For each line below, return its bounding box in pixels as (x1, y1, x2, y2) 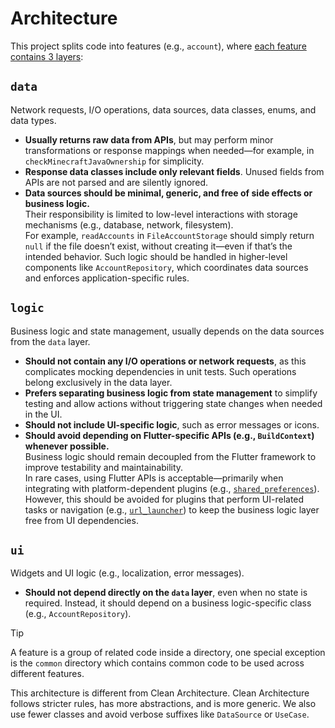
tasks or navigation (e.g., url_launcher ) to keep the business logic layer (24, 503, 320, 516)
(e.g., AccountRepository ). (24, 608, 132, 620)
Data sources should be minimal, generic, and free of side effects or (24, 187, 313, 199)
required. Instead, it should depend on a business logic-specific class (24, 597, 312, 609)
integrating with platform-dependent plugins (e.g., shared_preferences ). (24, 482, 320, 494)
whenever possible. (24, 440, 110, 452)
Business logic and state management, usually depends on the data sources (10, 325, 325, 337)
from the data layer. (10, 335, 91, 347)
